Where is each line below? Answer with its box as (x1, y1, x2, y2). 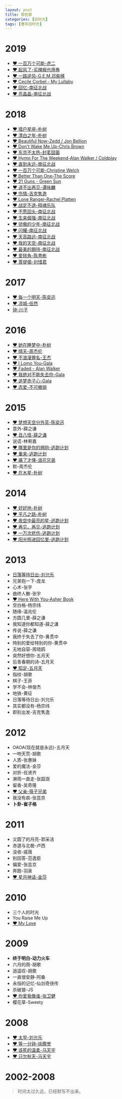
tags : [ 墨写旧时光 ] (5, 21, 42, 27)
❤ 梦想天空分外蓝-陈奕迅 (12, 419, 64, 425)
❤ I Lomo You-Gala (12, 360, 53, 366)
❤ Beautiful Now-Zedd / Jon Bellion (12, 138, 87, 144)
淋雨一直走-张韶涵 (12, 776, 50, 782)
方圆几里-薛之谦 (12, 615, 46, 621)
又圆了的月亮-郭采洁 (12, 836, 54, 842)
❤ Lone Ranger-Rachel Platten (12, 196, 76, 202)
